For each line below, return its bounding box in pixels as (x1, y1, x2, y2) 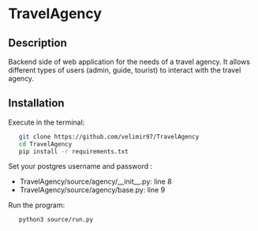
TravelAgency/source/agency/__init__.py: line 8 (19, 177, 172, 186)
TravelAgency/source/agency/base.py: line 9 (19, 185, 166, 195)
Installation (8, 96, 65, 110)
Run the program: (8, 200, 65, 210)
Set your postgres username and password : (8, 162, 153, 171)
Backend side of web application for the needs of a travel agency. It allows (8, 57, 251, 66)
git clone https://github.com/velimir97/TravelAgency (18, 132, 200, 140)
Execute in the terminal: (8, 117, 85, 127)
